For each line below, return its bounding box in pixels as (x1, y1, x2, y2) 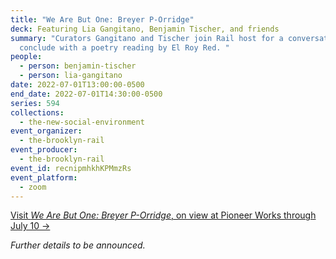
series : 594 (10, 98, 60, 108)
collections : (10, 107, 65, 118)
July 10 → (10, 220, 51, 232)
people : (10, 52, 43, 62)
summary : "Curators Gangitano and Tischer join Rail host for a (10, 33, 284, 43)
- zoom (19, 182, 47, 192)
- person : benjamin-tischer (19, 61, 137, 71)
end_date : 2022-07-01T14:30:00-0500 (10, 89, 163, 99)
